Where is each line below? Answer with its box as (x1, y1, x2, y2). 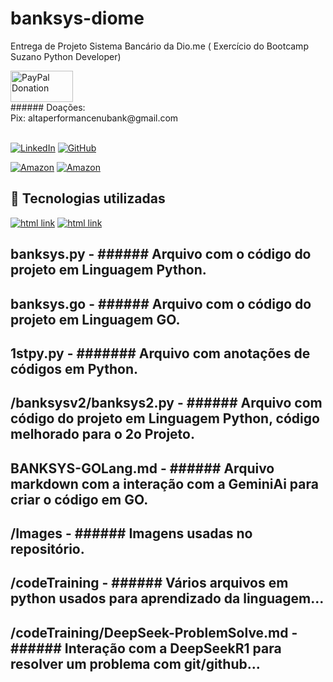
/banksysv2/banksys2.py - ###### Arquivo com (10, 395, 323, 412)
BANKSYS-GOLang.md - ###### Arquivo (10, 460, 275, 477)
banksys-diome (10, 7, 145, 30)
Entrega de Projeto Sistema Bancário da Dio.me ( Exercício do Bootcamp (10, 40, 309, 52)
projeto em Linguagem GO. (10, 311, 181, 328)
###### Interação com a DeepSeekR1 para (10, 640, 282, 657)
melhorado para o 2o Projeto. (10, 426, 195, 443)
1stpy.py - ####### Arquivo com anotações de (10, 345, 311, 362)
